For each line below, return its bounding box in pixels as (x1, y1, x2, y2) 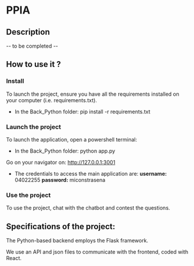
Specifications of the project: (6, 221, 116, 231)
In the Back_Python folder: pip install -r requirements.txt (14, 108, 150, 115)
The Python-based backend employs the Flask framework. (6, 237, 149, 244)
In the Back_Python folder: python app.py (14, 147, 116, 154)
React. (6, 255, 22, 262)
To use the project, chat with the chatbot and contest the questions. (6, 204, 170, 211)
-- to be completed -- (6, 42, 59, 49)
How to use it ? (6, 59, 61, 69)
